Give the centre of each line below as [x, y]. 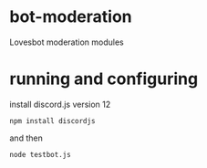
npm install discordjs [52, 121]
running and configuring [104, 79]
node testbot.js [40, 154]
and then [26, 138]
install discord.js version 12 [60, 104]
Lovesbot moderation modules [67, 42]
